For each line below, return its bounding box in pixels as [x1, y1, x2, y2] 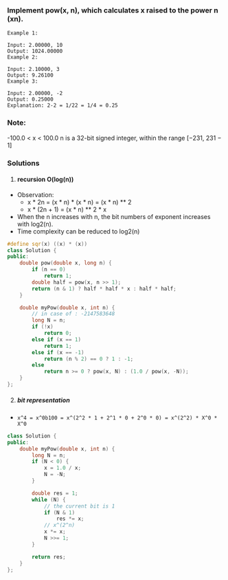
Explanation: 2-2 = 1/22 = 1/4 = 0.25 [7, 102, 118, 109]
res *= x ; [56, 515, 84, 522]
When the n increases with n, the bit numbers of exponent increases [16, 212, 211, 220]
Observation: [16, 190, 54, 198]
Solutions [7, 158, 40, 167]
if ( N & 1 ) [43, 509, 76, 516]
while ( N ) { [32, 496, 67, 503]
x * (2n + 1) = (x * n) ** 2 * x [27, 205, 107, 214]
